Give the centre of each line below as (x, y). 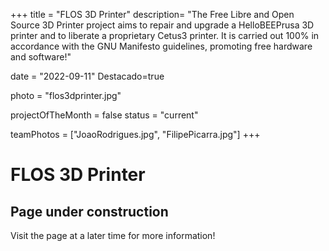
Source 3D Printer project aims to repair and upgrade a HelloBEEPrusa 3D (162, 25)
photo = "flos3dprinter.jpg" (66, 95)
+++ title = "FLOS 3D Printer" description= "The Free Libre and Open (152, 14)
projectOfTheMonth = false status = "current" (104, 115)
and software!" (41, 57)
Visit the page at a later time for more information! (113, 235)
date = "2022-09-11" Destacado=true (87, 76)
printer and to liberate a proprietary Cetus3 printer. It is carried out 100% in (165, 35)
